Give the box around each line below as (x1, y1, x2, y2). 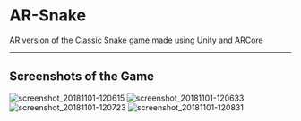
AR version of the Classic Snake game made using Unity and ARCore (9, 35, 263, 45)
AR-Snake (9, 5, 87, 26)
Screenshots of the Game (9, 69, 155, 85)
